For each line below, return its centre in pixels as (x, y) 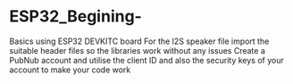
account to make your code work (70, 70)
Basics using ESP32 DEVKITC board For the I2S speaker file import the (139, 41)
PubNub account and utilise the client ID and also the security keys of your (146, 60)
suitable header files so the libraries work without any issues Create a (138, 50)
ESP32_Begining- (76, 17)
